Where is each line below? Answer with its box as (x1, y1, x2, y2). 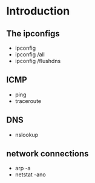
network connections (6, 148, 89, 159)
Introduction (6, 4, 70, 18)
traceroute (15, 97, 41, 104)
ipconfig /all (15, 51, 45, 58)
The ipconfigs (6, 28, 61, 39)
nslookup (15, 131, 39, 138)
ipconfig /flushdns (15, 58, 61, 64)
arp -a (15, 165, 31, 172)
